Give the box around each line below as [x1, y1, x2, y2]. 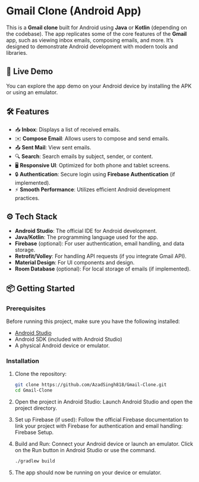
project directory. [14, 405, 58, 412]
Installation [6, 356, 40, 365]
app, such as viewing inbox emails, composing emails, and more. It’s [6, 36, 173, 43]
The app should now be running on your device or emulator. [14, 469, 162, 476]
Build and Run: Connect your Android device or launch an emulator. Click [14, 440, 194, 447]
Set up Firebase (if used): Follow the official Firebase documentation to [14, 416, 189, 424]
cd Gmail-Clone [14, 387, 53, 394]
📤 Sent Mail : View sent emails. [14, 144, 91, 151]
